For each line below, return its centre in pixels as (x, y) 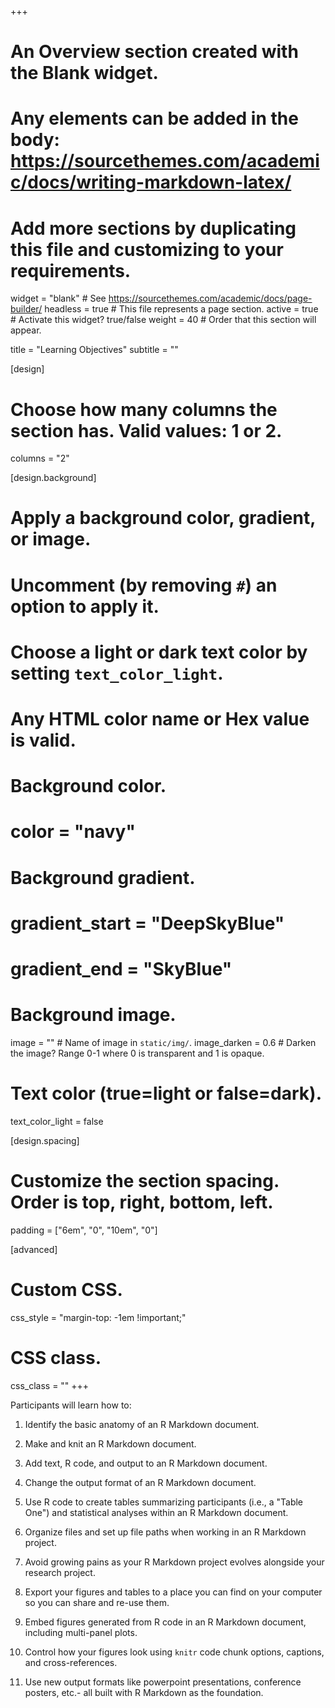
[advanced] (34, 1249)
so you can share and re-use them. (97, 1602)
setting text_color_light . (117, 673)
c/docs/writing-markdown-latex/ (151, 182)
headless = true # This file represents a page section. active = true (181, 309)
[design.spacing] (45, 1140)
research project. (60, 1572)
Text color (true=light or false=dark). (166, 1093)
